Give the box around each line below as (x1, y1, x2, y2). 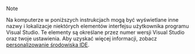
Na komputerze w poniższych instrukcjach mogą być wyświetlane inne (6, 16, 179, 23)
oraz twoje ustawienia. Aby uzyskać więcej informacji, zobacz (6, 35, 157, 42)
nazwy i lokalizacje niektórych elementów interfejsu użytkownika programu (6, 23, 189, 29)
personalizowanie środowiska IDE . (6, 41, 90, 48)
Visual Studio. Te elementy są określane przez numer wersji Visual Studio (6, 29, 185, 36)
